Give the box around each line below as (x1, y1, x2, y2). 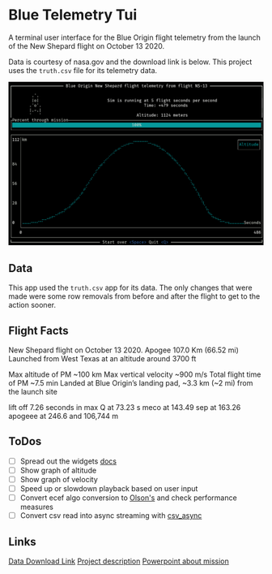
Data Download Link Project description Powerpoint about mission (8, 556, 229, 566)
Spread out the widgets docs (19, 456, 117, 466)
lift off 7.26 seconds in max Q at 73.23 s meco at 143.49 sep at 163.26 (8, 402, 241, 412)
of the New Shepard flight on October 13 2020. (8, 41, 164, 50)
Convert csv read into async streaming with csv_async (19, 511, 202, 520)
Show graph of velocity (19, 474, 99, 484)
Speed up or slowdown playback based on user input (19, 483, 198, 493)
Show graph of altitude (19, 465, 97, 475)
